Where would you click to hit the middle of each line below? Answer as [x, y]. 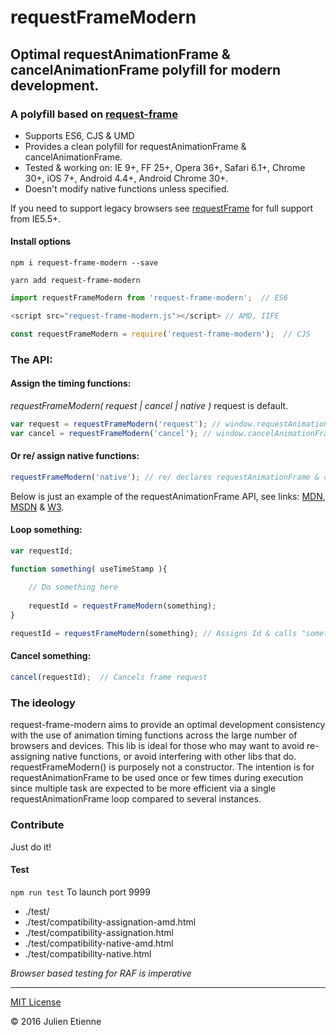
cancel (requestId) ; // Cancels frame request [109, 677]
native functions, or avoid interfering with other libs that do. [174, 757]
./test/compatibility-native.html [88, 953]
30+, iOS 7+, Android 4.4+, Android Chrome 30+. [126, 178]
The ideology [43, 703]
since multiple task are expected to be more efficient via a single [143, 788]
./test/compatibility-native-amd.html [99, 943]
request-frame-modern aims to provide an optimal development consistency [168, 725]
